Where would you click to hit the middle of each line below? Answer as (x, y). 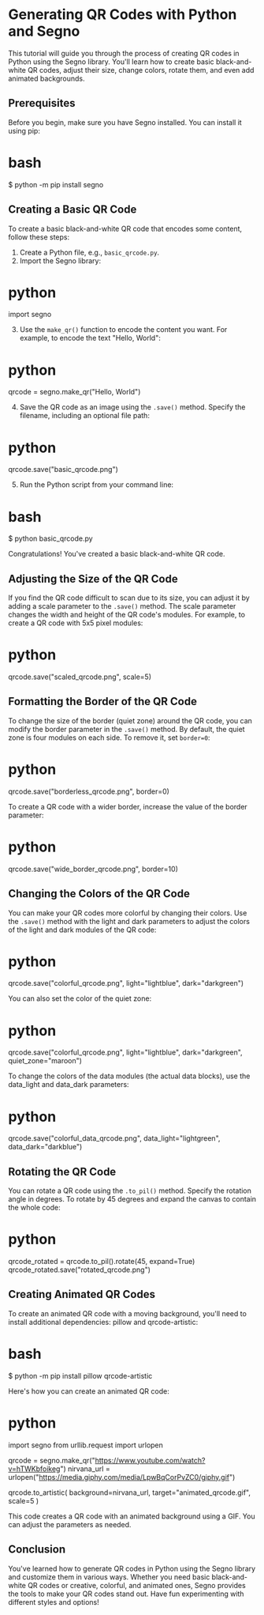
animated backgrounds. (46, 78)
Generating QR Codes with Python (123, 15)
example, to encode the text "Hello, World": (90, 338)
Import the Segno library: (60, 260)
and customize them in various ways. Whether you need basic (109, 1577)
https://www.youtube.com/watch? (150, 1460)
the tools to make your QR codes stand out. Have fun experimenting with (126, 1594)
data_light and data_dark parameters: (69, 1085)
